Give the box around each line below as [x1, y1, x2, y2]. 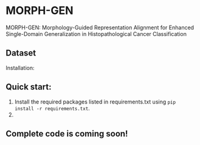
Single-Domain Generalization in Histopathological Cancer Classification [5, 30, 187, 37]
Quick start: [5, 82, 52, 92]
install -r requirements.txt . [14, 104, 91, 111]
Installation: [5, 64, 35, 71]
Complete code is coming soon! [5, 129, 128, 139]
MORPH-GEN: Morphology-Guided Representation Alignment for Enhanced [5, 24, 195, 31]
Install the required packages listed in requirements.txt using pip [14, 98, 176, 105]
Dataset [5, 48, 36, 58]
